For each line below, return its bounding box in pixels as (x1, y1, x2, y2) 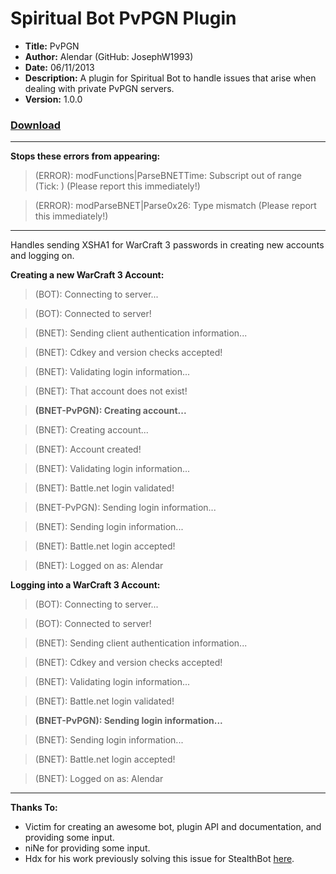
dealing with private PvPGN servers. (24, 82, 175, 94)
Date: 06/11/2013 (24, 61, 95, 73)
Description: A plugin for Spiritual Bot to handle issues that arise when (24, 72, 317, 84)
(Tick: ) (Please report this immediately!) (34, 180, 201, 192)
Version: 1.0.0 (24, 93, 83, 105)
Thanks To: (10, 802, 58, 814)
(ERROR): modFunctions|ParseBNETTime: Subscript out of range (34, 170, 302, 182)
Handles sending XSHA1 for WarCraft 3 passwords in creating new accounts (10, 239, 325, 251)
